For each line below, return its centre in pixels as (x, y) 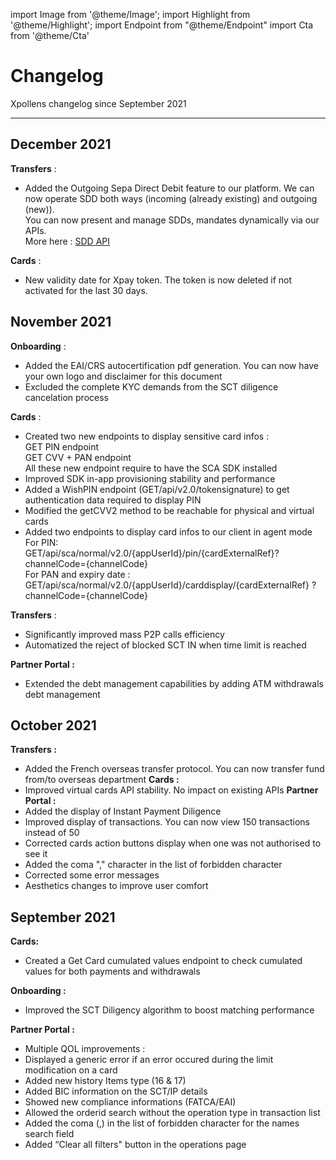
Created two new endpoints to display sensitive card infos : (147, 436)
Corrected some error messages (92, 875)
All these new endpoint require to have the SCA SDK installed (151, 468)
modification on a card (71, 1070)
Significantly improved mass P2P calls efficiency (124, 634)
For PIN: (41, 542)
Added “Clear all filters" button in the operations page (135, 1145)
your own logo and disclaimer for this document (123, 376)
